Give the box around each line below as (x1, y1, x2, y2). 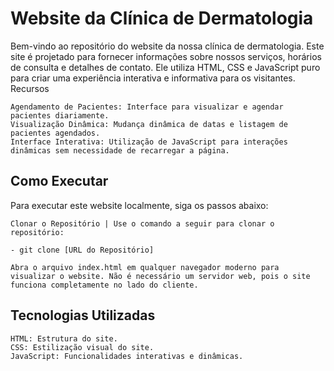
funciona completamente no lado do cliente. (10, 280, 199, 290)
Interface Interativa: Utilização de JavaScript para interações (10, 137, 288, 147)
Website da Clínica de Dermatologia (10, 7, 314, 30)
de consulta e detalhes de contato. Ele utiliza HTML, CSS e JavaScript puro (10, 61, 321, 73)
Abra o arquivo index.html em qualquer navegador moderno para (10, 262, 280, 272)
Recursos (10, 82, 50, 94)
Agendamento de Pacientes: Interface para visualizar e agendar (10, 102, 284, 112)
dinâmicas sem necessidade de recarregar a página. (10, 145, 230, 156)
